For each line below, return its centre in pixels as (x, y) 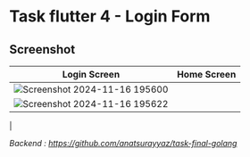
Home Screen (207, 74)
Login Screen (91, 74)
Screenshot (42, 50)
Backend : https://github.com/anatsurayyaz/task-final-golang (123, 143)
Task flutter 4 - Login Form (110, 17)
